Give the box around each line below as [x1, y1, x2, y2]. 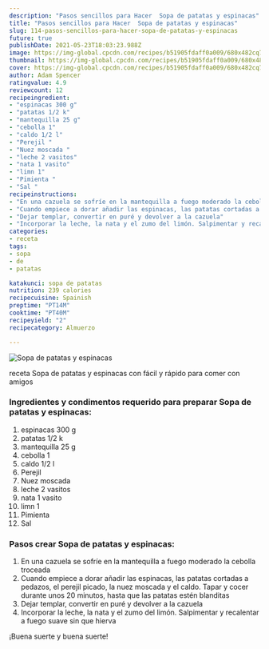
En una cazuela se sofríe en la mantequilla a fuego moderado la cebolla [20, 557, 256, 567]
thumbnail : [9, 57, 45, 65]
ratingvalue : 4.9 [9, 78, 67, 86]
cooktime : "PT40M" [9, 309, 70, 317]
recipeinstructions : [9, 190, 78, 198]
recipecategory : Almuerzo [9, 323, 95, 332]
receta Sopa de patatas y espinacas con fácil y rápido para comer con [9, 368, 240, 378]
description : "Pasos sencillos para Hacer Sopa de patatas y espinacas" [9, 11, 260, 20]
